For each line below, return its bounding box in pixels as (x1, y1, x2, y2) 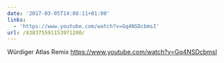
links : (7, 16, 26, 23)
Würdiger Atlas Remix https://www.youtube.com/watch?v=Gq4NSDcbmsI (7, 48, 217, 56)
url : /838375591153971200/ (7, 29, 85, 36)
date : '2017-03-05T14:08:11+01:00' (7, 10, 110, 17)
